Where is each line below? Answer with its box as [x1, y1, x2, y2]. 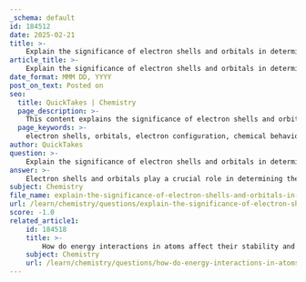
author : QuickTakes [9, 140, 84, 149]
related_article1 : [9, 216, 79, 226]
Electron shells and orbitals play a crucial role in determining [25, 174, 283, 183]
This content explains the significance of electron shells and [25, 115, 275, 124]
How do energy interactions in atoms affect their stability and [42, 242, 296, 251]
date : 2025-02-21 [9, 30, 76, 39]
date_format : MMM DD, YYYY [9, 73, 112, 82]
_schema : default [9, 13, 76, 23]
